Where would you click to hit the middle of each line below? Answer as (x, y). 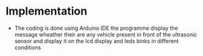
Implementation (46, 11)
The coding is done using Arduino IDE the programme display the (96, 28)
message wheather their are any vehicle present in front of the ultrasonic (106, 34)
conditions (28, 47)
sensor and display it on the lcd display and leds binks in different (96, 41)
